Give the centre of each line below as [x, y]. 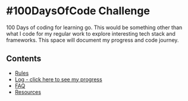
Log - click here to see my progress [58, 79]
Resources [28, 92]
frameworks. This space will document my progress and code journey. [93, 40]
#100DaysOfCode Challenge [78, 11]
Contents [24, 59]
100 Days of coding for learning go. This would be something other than [94, 27]
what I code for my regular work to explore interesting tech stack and [91, 33]
